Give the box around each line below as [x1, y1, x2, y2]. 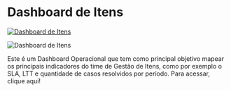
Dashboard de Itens [7, 4, 124, 20]
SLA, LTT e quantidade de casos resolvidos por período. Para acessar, [7, 69, 211, 78]
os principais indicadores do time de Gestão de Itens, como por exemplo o [7, 62, 223, 70]
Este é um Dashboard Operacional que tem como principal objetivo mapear [7, 54, 225, 63]
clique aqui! [7, 76, 41, 85]
